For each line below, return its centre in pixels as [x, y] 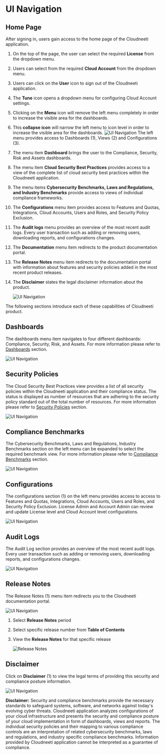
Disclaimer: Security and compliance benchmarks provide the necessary [80, 700]
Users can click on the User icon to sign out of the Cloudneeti [75, 83]
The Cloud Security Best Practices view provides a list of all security [75, 386]
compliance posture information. [39, 681]
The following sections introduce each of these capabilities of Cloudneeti [80, 306]
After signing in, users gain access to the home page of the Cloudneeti [77, 39]
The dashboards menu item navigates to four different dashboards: [73, 339]
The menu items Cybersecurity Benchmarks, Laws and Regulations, [83, 187]
